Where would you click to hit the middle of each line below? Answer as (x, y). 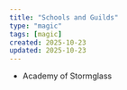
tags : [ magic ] (36, 34)
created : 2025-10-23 (48, 42)
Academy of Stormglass (67, 76)
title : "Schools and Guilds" (64, 17)
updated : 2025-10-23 (48, 51)
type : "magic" (36, 26)
